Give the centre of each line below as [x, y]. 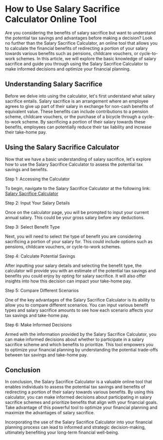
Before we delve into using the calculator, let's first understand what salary [80, 96]
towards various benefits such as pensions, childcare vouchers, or [72, 53]
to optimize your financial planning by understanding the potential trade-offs [81, 350]
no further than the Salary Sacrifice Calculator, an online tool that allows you [81, 43]
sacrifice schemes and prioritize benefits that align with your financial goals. [81, 403]
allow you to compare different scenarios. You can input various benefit [77, 305]
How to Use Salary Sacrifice [63, 9]
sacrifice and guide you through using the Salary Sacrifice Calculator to [77, 64]
